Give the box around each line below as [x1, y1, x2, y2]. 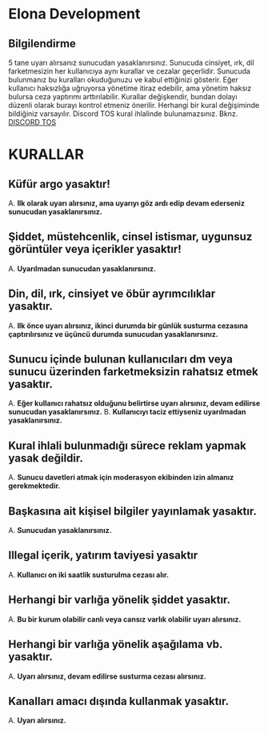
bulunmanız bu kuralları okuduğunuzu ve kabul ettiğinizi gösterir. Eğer [8, 75, 238, 84]
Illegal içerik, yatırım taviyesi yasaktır [8, 549, 198, 563]
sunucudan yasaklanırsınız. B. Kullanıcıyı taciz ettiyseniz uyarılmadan [8, 407, 246, 417]
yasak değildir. [8, 451, 84, 465]
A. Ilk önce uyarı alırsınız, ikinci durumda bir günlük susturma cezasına [8, 321, 248, 330]
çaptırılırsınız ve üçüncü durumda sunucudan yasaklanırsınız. [8, 329, 218, 338]
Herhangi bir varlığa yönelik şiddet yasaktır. [8, 593, 230, 607]
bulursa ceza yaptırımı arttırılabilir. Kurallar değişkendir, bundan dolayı [8, 92, 238, 101]
